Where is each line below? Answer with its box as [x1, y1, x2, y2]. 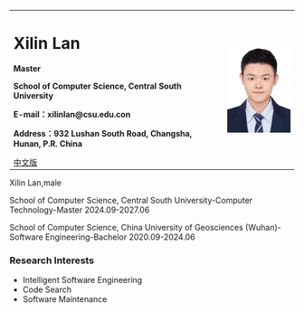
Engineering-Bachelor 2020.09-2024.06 [44, 232, 196, 242]
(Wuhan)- [245, 222, 282, 233]
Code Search [22, 284, 72, 295]
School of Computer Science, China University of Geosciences [9, 222, 244, 233]
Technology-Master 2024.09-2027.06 [9, 204, 150, 215]
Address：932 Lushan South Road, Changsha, [13, 128, 193, 138]
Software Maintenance [22, 294, 108, 305]
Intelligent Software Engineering [22, 275, 143, 286]
